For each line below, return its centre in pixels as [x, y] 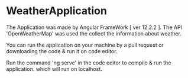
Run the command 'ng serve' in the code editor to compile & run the [89, 63]
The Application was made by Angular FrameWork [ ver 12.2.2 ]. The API [94, 27]
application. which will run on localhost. [54, 69]
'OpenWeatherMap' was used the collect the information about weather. [94, 33]
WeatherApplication [57, 11]
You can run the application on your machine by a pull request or [85, 45]
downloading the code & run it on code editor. [62, 51]
